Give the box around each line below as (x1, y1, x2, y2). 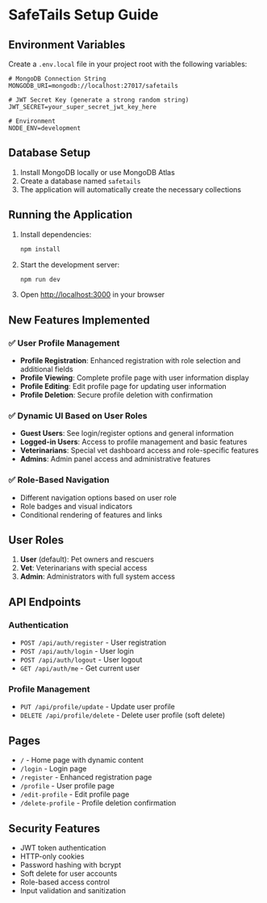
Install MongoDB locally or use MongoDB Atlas (19, 167, 175, 177)
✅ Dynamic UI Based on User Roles (8, 410, 148, 421)
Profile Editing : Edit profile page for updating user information (19, 382, 227, 391)
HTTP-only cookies (19, 851, 85, 861)
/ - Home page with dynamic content (19, 755, 144, 765)
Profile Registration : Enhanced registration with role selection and (19, 356, 241, 366)
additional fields (19, 365, 74, 374)
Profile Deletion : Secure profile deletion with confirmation (19, 390, 214, 400)
